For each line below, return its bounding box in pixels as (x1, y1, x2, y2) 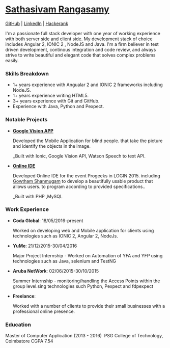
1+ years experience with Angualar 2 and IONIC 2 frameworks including (12, 82, 163, 88)
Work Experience (5, 206, 49, 213)
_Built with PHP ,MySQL (12, 193, 63, 199)
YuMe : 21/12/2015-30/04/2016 (12, 243, 77, 249)
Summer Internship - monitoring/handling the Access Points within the (12, 278, 160, 284)
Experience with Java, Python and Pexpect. (12, 103, 104, 110)
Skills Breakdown (5, 70, 49, 77)
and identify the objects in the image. (12, 143, 91, 149)
